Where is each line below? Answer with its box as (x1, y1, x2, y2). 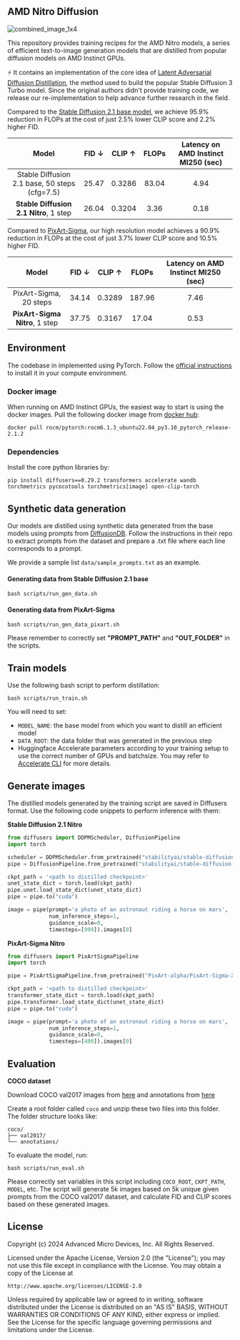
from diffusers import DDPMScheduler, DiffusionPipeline (7, 834, 181, 842)
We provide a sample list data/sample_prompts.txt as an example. (7, 558, 201, 567)
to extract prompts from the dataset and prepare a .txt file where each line (7, 537, 226, 545)
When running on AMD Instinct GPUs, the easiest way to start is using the (7, 402, 224, 411)
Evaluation (7, 1058, 56, 1070)
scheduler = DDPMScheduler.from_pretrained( (7, 853, 142, 860)
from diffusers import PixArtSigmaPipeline (7, 953, 139, 960)
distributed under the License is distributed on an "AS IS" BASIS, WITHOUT (7, 1302, 229, 1311)
